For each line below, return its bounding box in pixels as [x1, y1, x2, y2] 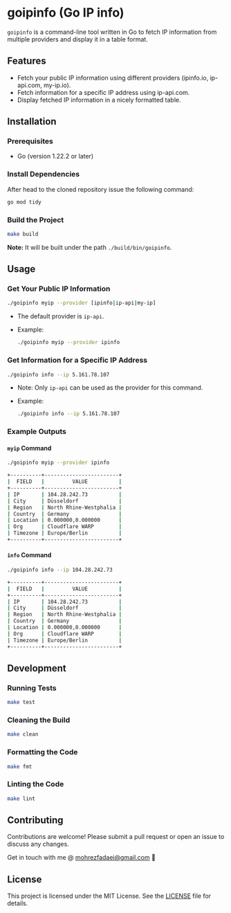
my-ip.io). [44, 81, 71, 89]
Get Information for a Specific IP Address [7, 355, 147, 365]
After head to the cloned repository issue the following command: [7, 185, 194, 193]
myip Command [7, 444, 52, 452]
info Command [7, 551, 52, 559]
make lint [7, 795, 36, 802]
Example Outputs [7, 427, 67, 437]
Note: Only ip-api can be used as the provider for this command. [17, 383, 203, 392]
